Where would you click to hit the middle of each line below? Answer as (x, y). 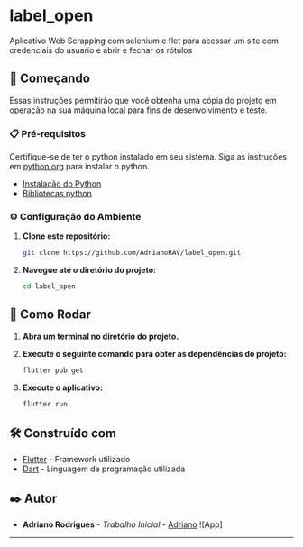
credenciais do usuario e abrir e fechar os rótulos (101, 50)
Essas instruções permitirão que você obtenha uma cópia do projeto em (143, 100)
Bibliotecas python (57, 194)
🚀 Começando (50, 79)
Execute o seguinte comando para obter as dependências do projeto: (154, 353)
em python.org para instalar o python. (80, 167)
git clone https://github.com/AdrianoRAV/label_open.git (132, 253)
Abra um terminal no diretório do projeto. (101, 336)
